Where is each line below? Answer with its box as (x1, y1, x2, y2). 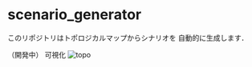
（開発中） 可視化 (7, 49, 66, 59)
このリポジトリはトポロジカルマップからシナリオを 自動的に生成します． (7, 33, 249, 42)
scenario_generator (7, 6, 142, 24)
